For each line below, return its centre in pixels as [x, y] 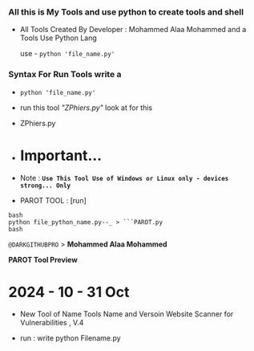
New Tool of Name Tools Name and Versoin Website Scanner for [127, 314]
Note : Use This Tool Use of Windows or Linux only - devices [124, 178]
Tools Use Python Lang [58, 38]
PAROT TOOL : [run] [53, 200]
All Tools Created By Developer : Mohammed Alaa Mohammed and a [133, 30]
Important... [61, 155]
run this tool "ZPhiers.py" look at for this [86, 108]
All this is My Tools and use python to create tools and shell [126, 12]
